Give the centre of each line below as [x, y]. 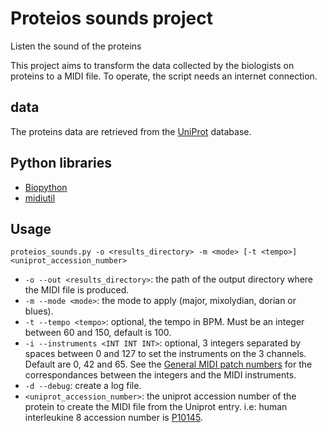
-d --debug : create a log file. [83, 386]
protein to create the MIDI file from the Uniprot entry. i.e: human [156, 407]
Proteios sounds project [111, 18]
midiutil [40, 198]
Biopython [46, 187]
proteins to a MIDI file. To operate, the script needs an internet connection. [164, 76]
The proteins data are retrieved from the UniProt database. [131, 131]
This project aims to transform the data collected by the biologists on [152, 65]
